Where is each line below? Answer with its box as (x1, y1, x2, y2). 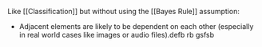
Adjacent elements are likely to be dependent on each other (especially (18, 22, 254, 31)
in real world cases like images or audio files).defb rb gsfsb (18, 31, 215, 39)
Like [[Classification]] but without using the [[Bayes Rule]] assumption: (7, 7, 240, 16)
